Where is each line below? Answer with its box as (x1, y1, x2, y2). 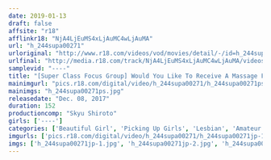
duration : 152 (8, 102, 56, 110)
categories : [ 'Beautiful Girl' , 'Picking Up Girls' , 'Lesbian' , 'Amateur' (8, 124, 265, 133)
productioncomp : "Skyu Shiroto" (8, 110, 117, 118)
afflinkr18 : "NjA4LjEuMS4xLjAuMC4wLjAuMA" (8, 34, 153, 43)
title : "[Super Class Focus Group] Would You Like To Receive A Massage (8, 72, 258, 80)
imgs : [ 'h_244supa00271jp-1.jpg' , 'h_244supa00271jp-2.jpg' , (8, 139, 219, 148)
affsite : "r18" (8, 27, 60, 35)
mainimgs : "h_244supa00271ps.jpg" (8, 86, 125, 95)
